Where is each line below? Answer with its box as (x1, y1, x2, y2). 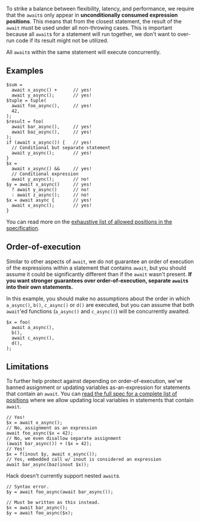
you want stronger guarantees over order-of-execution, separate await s (6, 277, 189, 284)
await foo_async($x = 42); (6, 430, 73, 436)
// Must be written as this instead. (6, 500, 100, 506)
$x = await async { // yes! (6, 197, 93, 203)
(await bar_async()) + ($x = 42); (6, 440, 93, 447)
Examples (6, 66, 44, 76)
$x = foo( (6, 319, 31, 325)
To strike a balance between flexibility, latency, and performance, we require (6, 5, 195, 12)
